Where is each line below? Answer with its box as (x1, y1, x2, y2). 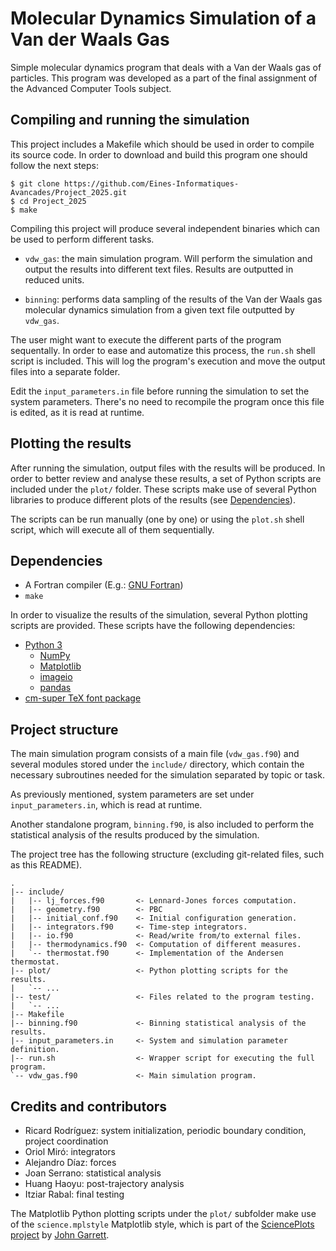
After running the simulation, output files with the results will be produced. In (10, 462, 326, 474)
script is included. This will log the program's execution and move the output (10, 355, 326, 367)
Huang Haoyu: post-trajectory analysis (24, 1178, 185, 1189)
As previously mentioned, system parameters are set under (10, 788, 255, 801)
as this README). (10, 859, 83, 871)
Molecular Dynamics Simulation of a (10, 7, 317, 30)
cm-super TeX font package (24, 692, 142, 704)
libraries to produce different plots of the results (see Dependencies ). (10, 493, 296, 506)
